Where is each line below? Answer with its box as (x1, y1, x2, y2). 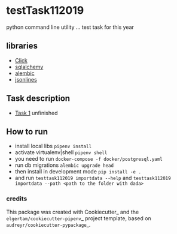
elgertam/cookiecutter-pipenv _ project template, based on (6, 214, 151, 222)
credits (6, 194, 28, 203)
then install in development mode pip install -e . (14, 168, 142, 175)
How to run (6, 127, 48, 137)
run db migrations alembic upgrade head (14, 161, 114, 169)
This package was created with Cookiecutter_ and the (6, 208, 139, 215)
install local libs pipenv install (14, 142, 92, 150)
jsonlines (14, 76, 37, 83)
